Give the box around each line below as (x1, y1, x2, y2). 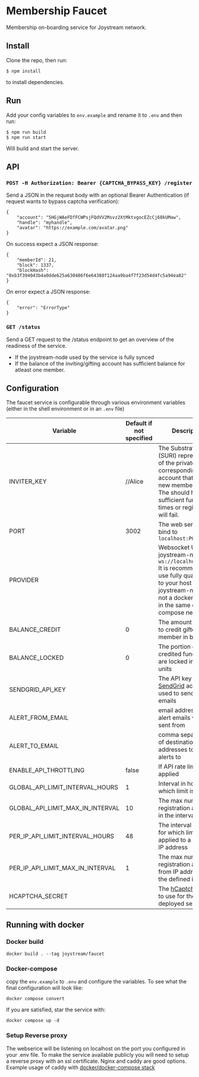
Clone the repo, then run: (6, 56, 68, 63)
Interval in (158, 780, 186, 788)
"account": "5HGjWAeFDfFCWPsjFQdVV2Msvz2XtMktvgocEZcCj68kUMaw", (17, 214, 182, 220)
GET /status (6, 324, 41, 331)
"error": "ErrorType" (17, 305, 70, 311)
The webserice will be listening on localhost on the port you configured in (6, 1044, 185, 1052)
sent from (158, 721, 185, 729)
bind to (158, 528, 178, 536)
